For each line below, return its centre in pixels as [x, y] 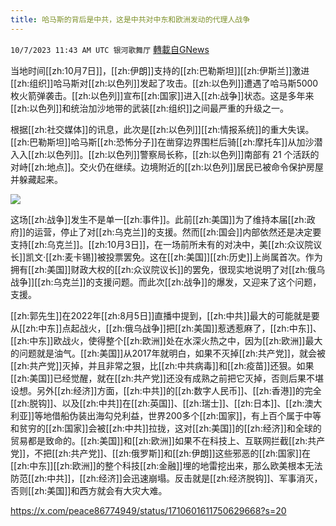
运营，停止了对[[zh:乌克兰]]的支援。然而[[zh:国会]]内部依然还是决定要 [178, 232]
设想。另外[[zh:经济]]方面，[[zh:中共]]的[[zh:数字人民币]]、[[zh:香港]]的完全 [166, 390]
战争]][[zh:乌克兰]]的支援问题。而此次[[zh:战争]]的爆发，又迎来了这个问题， [166, 282]
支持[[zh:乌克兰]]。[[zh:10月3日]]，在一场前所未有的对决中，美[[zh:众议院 [162, 244]
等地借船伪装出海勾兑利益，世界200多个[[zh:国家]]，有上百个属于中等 [178, 415]
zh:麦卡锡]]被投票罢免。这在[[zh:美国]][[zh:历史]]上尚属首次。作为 [187, 257]
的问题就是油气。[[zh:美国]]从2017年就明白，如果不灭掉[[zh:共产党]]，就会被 [168, 353]
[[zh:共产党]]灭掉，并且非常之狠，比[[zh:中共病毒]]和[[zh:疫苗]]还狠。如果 [162, 365]
